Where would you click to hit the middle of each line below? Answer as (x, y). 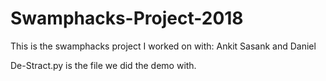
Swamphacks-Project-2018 (127, 18)
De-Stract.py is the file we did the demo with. (103, 65)
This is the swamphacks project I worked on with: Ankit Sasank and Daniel (163, 46)
